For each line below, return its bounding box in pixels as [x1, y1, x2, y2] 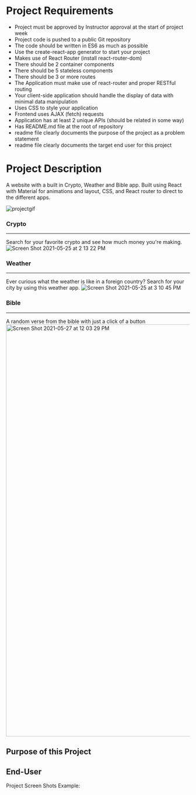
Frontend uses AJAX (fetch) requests [14, 110, 104, 118]
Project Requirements [6, 4, 114, 18]
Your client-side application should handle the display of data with [14, 92, 174, 99]
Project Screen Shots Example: [6, 782, 80, 789]
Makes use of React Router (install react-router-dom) [14, 54, 142, 61]
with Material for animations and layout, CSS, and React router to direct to [6, 187, 183, 194]
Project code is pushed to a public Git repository [14, 36, 131, 43]
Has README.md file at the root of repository [14, 123, 124, 130]
